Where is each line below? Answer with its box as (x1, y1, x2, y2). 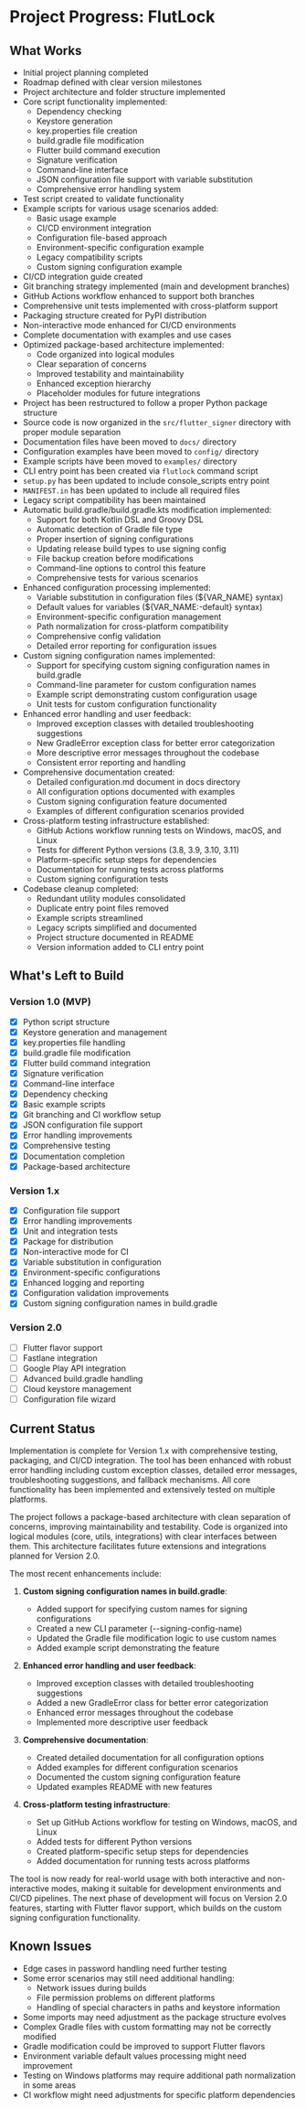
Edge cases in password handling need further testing (22, 1963, 227, 1974)
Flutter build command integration (22, 1057, 151, 1068)
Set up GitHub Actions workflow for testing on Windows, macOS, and (36, 1817, 298, 1828)
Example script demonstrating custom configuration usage (36, 689, 258, 700)
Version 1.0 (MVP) (9, 995, 91, 1008)
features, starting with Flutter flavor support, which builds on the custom (9, 1902, 282, 1913)
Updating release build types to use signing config (36, 543, 227, 554)
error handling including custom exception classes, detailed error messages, (9, 1465, 298, 1476)
